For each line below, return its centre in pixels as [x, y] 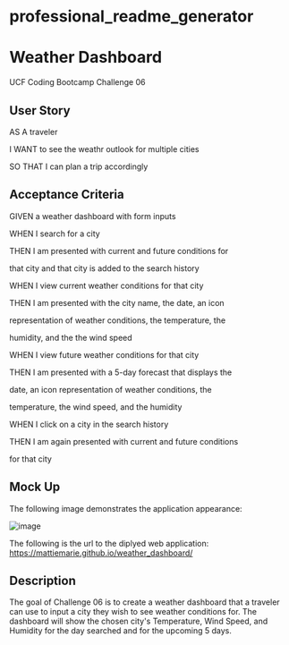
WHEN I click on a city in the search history [89, 424]
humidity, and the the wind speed [71, 337]
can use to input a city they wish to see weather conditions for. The [133, 612]
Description [42, 580]
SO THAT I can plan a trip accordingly [79, 166]
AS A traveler [34, 132]
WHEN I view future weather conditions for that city [104, 354]
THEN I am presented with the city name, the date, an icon [117, 302]
